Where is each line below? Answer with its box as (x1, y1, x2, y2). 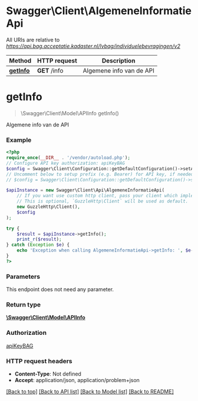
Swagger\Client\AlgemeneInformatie (6, 4, 192, 18)
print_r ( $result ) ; (16, 236, 62, 243)
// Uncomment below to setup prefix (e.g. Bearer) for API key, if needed (6, 171, 194, 177)
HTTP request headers (6, 357, 72, 365)
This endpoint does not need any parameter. (6, 286, 114, 293)
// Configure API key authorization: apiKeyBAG (6, 160, 126, 166)
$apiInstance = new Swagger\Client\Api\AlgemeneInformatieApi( (6, 187, 165, 193)
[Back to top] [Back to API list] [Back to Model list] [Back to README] (6, 388, 174, 395)
